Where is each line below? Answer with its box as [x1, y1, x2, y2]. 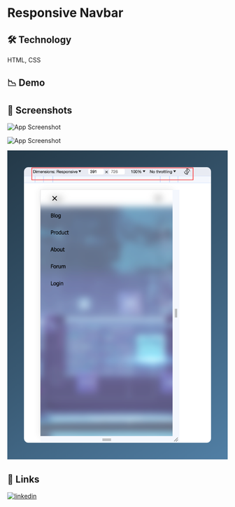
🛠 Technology [7, 34, 72, 46]
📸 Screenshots [7, 104, 73, 116]
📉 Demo [7, 77, 45, 89]
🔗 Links [7, 473, 40, 485]
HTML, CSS [7, 56, 41, 64]
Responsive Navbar [7, 5, 124, 21]
